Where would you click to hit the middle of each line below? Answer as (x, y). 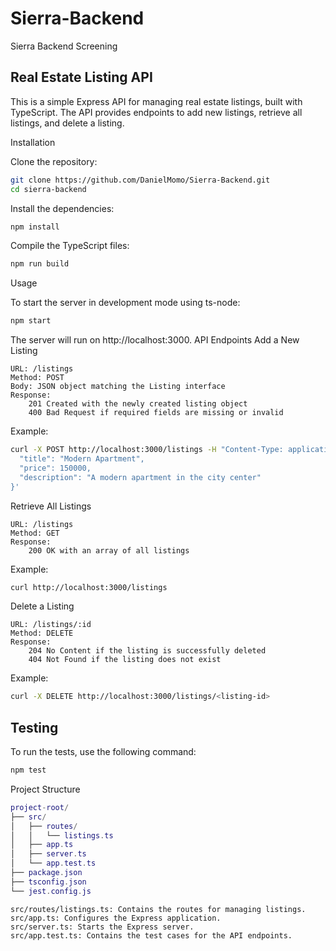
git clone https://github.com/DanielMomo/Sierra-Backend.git (140, 180)
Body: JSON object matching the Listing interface (118, 387)
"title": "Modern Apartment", (82, 459)
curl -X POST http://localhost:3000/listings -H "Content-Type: (147, 450)
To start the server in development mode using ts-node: (125, 303)
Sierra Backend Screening (64, 46)
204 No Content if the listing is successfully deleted (147, 651)
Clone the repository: (54, 161)
